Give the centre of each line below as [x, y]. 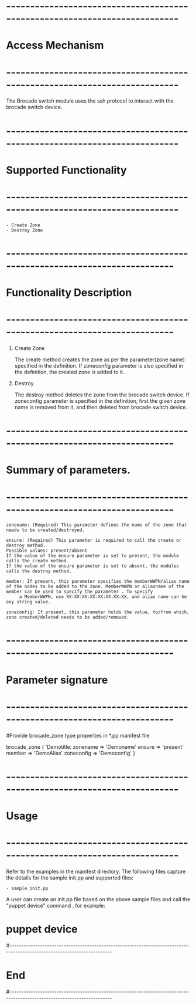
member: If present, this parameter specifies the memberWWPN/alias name [98, 582]
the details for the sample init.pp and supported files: [70, 877]
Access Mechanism [55, 45]
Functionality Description [69, 293]
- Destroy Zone [25, 230]
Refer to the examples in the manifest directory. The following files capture [96, 871]
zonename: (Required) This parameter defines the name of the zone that [97, 525]
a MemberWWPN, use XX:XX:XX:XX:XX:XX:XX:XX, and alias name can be [103, 597]
